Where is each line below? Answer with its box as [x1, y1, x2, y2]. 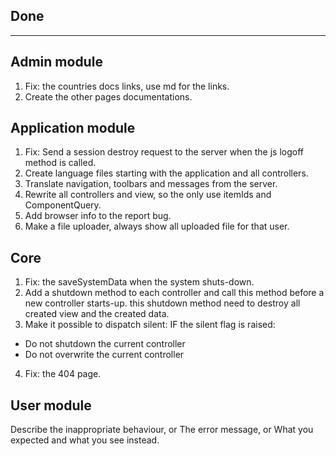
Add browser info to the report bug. [24, 210, 172, 222]
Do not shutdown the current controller [24, 338, 186, 350]
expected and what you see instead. [10, 434, 160, 446]
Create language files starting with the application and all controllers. [24, 167, 309, 179]
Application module [10, 120, 136, 137]
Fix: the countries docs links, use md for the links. [24, 80, 230, 92]
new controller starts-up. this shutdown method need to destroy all [24, 297, 301, 309]
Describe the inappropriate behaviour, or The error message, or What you [10, 424, 314, 436]
